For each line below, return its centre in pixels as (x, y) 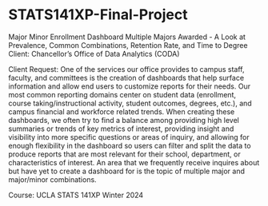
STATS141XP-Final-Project (98, 15)
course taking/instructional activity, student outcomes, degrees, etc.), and (130, 103)
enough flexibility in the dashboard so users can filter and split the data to (130, 145)
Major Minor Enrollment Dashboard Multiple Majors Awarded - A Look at (127, 37)
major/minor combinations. (53, 179)
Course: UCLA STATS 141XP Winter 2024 (76, 195)
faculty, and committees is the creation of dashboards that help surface (126, 77)
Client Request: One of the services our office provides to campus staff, (127, 69)
